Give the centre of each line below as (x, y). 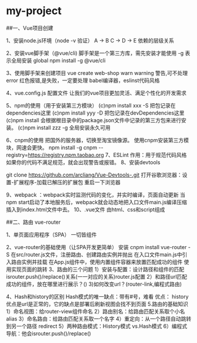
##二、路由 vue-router (34, 222)
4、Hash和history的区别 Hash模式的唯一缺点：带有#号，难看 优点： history (98, 296)
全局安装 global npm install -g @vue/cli (58, 60)
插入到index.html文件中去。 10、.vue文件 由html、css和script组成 (86, 209)
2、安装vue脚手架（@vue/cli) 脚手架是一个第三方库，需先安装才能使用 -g (95, 53)
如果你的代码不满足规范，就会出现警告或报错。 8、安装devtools (83, 162)
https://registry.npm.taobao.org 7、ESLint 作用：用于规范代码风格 (107, 155)
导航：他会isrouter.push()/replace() (49, 333)
